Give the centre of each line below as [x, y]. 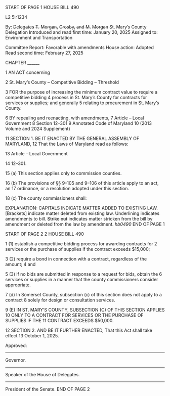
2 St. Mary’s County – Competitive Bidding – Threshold [62, 82]
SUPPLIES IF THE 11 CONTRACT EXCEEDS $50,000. [59, 320]
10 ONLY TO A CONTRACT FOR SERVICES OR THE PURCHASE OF [74, 315]
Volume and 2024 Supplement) [38, 129]
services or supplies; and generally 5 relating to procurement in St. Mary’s [82, 103]
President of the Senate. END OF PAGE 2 [48, 389]
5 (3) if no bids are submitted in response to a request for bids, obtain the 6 [84, 274]
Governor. [16, 360]
